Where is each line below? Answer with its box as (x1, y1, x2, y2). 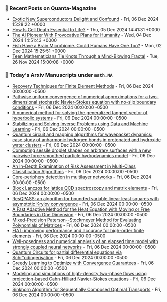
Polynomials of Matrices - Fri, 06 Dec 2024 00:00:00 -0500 (12, 222, 136, 228)
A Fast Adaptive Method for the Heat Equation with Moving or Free (12, 206, 150, 212)
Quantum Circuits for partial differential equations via (12, 249, 122, 255)
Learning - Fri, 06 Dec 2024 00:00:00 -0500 (12, 126, 105, 132)
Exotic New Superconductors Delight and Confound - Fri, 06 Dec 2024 (12, 16, 159, 22)
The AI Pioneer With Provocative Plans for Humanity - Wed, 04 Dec (12, 32, 152, 38)
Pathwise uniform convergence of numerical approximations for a (12, 93, 148, 100)
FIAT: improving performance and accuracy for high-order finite (12, 227, 144, 233)
